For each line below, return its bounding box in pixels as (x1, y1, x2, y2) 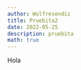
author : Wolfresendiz (7, 10, 71, 18)
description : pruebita (7, 30, 74, 37)
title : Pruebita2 (7, 17, 58, 24)
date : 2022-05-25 (7, 23, 58, 30)
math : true (7, 37, 39, 44)
